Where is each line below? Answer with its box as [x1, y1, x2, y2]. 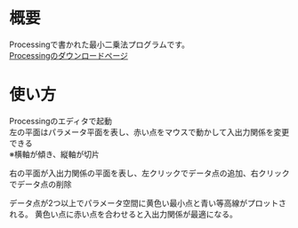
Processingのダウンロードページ [9, 50, 129, 60]
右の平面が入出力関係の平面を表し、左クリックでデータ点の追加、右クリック [9, 168, 290, 178]
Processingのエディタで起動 [9, 115, 113, 126]
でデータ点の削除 [9, 178, 72, 189]
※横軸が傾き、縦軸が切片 [9, 148, 100, 160]
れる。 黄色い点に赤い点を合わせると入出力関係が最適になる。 [9, 208, 238, 219]
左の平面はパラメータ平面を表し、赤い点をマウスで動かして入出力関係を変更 [9, 126, 290, 138]
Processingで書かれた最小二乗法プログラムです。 [9, 39, 189, 50]
